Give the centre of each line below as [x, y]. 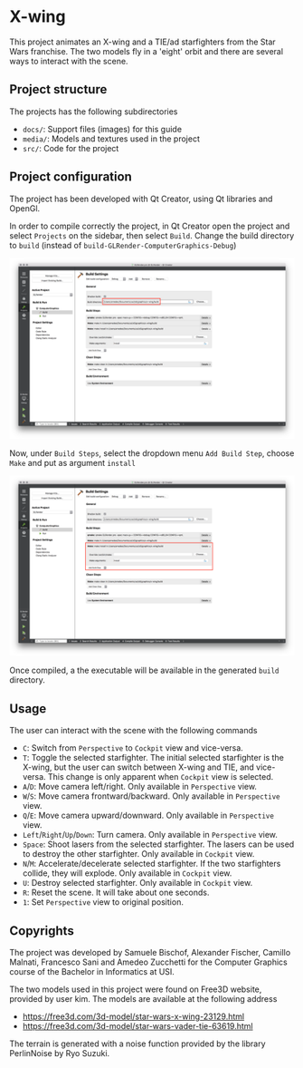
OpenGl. [25, 208]
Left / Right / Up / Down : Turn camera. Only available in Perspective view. [150, 835]
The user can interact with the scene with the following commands [133, 731]
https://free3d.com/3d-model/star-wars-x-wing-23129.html [133, 1016]
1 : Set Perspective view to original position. [103, 902]
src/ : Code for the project [71, 148]
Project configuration [71, 177]
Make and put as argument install [72, 462]
